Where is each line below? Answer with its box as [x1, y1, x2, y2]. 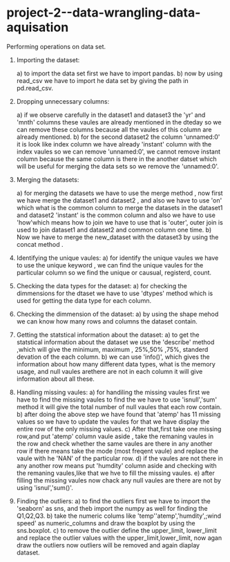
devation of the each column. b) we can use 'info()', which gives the [16, 353, 210, 361]
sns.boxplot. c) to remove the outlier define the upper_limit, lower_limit [16, 526, 217, 534]
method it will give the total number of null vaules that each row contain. [16, 402, 222, 411]
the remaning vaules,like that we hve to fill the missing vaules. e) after [16, 469, 215, 477]
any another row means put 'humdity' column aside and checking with [16, 461, 217, 469]
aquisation [6, 19, 69, 35]
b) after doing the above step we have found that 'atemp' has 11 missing [16, 410, 221, 418]
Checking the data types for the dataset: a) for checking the [16, 281, 187, 290]
